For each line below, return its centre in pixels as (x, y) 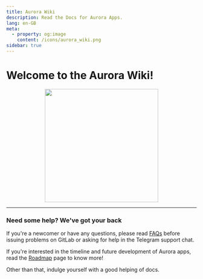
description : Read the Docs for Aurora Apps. (64, 18)
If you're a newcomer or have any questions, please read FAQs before (93, 234)
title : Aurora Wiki (31, 12)
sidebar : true (24, 46)
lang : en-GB (21, 23)
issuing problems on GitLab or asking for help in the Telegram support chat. (100, 240)
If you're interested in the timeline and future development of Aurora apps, (99, 252)
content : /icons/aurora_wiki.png (59, 40)
